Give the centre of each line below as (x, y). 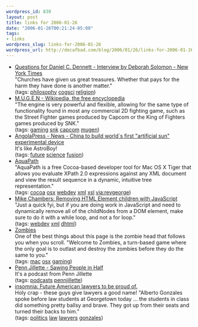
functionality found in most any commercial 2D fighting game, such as (100, 110)
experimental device (39, 142)
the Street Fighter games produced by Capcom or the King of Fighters (100, 117)
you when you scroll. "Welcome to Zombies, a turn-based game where (100, 242)
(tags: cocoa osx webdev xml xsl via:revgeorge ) (73, 192)
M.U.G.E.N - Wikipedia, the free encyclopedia (70, 98)
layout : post (22, 17)
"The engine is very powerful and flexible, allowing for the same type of (102, 104)
